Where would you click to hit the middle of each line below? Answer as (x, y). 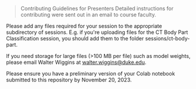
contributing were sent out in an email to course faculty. (88, 15)
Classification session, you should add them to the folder (75, 38)
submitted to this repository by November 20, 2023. (69, 80)
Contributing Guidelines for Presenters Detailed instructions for (97, 8)
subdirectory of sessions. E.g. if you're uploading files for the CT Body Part (97, 32)
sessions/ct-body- (167, 38)
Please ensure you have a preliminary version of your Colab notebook (91, 73)
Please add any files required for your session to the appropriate (84, 26)
